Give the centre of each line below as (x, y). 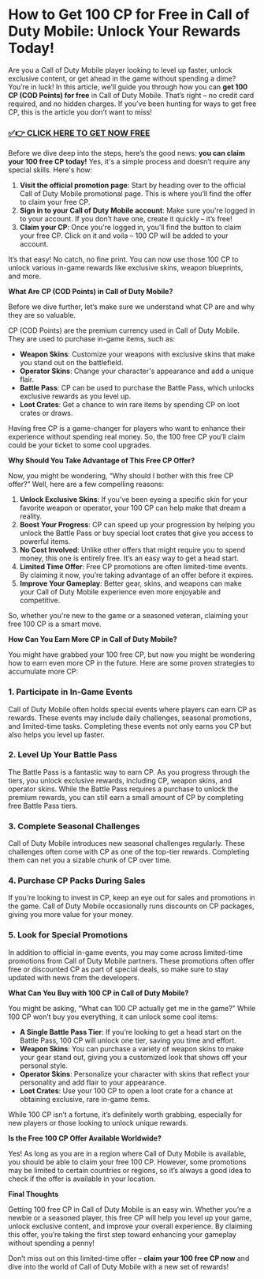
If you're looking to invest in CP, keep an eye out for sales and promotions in (132, 898)
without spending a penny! (51, 1243)
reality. (30, 516)
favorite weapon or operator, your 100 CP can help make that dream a (133, 508)
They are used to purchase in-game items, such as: (92, 339)
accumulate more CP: (43, 672)
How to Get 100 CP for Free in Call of (129, 15)
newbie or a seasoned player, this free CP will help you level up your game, (130, 1217)
